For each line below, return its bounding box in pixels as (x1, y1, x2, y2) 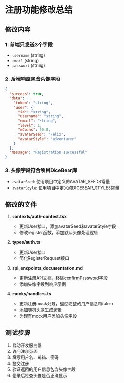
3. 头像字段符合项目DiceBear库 (5, 167, 77, 174)
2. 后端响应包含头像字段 (5, 76, 60, 82)
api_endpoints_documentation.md (12, 265, 83, 271)
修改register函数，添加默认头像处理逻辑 (19, 230, 98, 236)
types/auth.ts (12, 239, 41, 245)
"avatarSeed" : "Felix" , (17, 132, 66, 137)
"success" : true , (9, 92, 44, 96)
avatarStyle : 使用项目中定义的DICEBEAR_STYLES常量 (12, 185, 120, 191)
